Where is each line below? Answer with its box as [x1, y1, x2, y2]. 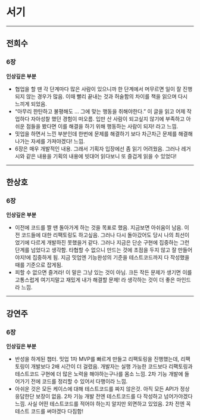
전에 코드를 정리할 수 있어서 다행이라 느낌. [30, 378, 128, 385]
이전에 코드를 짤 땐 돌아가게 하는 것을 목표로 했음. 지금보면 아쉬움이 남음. [14, 224, 183, 231]
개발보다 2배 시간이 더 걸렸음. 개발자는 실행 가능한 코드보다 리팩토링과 [30, 363, 193, 370]
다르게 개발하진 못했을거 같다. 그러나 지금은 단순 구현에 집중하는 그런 [30, 239, 190, 246]
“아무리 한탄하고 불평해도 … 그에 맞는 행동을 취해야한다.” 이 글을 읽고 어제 [14, 108, 186, 115]
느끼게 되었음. [14, 100, 48, 108]
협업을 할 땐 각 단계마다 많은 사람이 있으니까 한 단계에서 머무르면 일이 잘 [14, 85, 182, 93]
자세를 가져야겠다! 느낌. [30, 137, 85, 145]
